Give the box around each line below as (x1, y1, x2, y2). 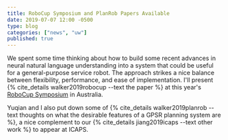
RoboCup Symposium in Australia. (7, 90, 103, 99)
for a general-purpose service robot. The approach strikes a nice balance (7, 69, 214, 77)
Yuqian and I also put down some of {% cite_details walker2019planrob (7, 104, 207, 112)
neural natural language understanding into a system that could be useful (7, 61, 214, 70)
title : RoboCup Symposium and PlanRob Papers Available (7, 10, 170, 17)
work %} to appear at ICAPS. (7, 126, 89, 134)
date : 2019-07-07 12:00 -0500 (7, 16, 94, 23)
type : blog (7, 23, 38, 29)
